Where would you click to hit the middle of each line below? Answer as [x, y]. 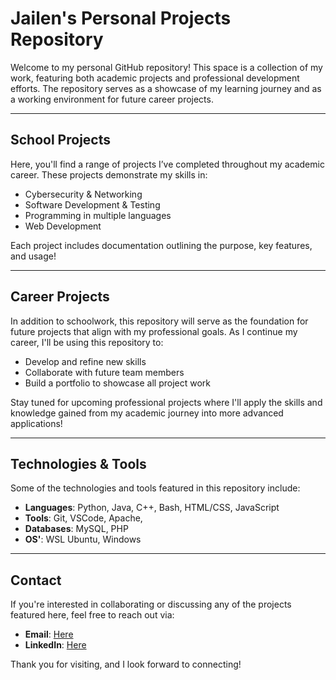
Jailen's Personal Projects [121, 18]
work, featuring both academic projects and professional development [155, 78]
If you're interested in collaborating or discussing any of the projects [151, 604]
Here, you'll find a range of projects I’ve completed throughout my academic [167, 164]
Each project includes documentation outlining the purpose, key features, [161, 245]
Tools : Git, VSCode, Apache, [83, 518]
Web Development [63, 226]
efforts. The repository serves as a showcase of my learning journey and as [166, 88]
